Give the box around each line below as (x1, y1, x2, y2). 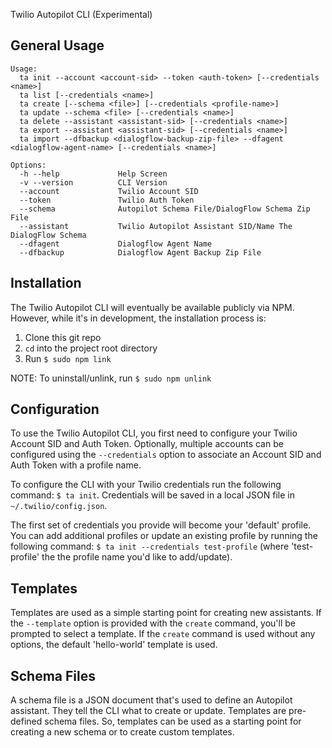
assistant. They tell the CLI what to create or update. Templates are (10, 705, 287, 717)
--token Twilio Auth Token (19, 195, 195, 205)
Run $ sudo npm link (24, 352, 112, 364)
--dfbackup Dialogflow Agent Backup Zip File (19, 247, 262, 258)
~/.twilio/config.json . (10, 500, 108, 512)
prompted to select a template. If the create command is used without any (10, 628, 316, 640)
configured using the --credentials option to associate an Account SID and (10, 449, 322, 461)
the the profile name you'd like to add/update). (41, 551, 233, 563)
